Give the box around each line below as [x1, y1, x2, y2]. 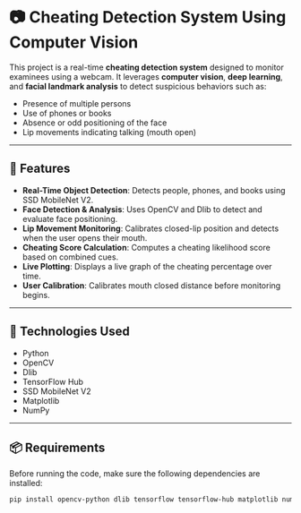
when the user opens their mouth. [21, 232, 148, 243]
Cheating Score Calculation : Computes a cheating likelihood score [21, 242, 271, 252]
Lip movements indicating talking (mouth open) [21, 126, 197, 137]
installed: [9, 478, 43, 489]
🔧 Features [9, 161, 71, 176]
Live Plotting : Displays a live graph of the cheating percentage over [21, 261, 272, 271]
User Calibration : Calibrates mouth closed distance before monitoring [21, 279, 281, 291]
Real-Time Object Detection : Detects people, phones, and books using [21, 184, 286, 195]
